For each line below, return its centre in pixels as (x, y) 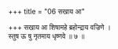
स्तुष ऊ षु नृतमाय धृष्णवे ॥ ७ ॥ (46, 36)
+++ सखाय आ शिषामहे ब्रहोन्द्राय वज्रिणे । (60, 27)
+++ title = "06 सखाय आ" (46, 11)
